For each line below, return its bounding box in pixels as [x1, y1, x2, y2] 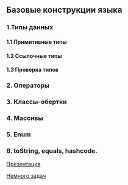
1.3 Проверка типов [6, 66, 59, 74]
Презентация [6, 161, 41, 168]
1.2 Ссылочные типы [6, 52, 62, 60]
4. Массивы [6, 114, 44, 122]
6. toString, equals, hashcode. [6, 146, 98, 155]
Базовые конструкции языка [6, 5, 123, 15]
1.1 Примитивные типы [6, 38, 67, 45]
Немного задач [6, 172, 46, 180]
